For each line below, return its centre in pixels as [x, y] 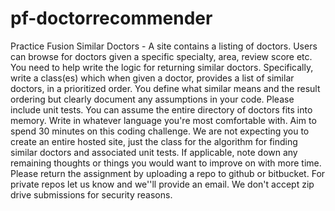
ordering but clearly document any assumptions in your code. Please [152, 99]
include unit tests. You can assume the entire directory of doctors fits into [161, 109]
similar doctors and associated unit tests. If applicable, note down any [154, 152]
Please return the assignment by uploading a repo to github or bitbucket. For [168, 173]
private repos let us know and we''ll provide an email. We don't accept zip [162, 184]
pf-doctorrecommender [111, 18]
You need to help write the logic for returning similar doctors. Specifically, [162, 67]
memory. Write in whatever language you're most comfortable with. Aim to [163, 120]
